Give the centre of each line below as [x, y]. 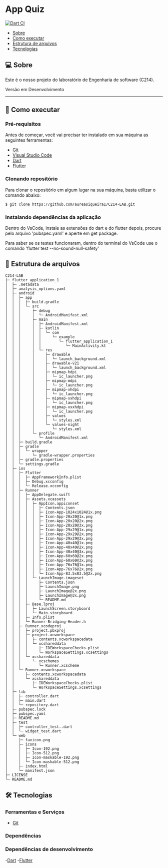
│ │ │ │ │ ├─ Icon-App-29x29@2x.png [49, 534]
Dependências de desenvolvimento [49, 849]
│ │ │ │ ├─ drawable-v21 [42, 363]
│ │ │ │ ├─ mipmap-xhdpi [42, 389]
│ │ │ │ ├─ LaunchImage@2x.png [45, 591]
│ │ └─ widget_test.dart [33, 731]
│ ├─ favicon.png [28, 740]
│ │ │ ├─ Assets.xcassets [35, 499]
